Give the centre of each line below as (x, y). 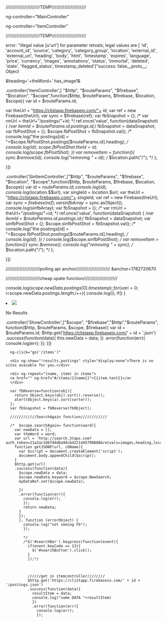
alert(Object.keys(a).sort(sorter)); (53, 400)
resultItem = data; (52, 593)
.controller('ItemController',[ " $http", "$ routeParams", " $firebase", (72, 90)
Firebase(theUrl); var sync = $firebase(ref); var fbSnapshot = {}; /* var (77, 116)
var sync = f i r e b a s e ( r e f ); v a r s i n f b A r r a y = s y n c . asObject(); (64, 203)
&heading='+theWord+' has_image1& (43, 81)
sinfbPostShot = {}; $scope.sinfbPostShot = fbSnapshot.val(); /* (71, 224)
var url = (25, 438)
